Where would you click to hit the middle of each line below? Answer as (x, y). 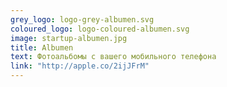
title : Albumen (42, 47)
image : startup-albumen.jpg (69, 38)
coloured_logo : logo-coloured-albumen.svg (100, 29)
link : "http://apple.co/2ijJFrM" (80, 66)
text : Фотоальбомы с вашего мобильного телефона (113, 57)
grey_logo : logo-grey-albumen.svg (82, 19)
